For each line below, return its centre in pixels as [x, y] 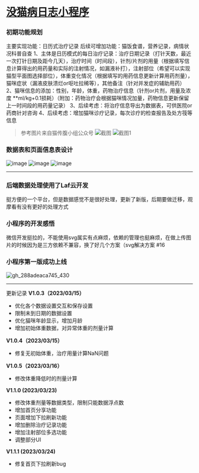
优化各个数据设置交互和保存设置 [54, 306]
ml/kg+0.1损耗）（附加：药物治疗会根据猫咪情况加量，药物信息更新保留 [103, 98]
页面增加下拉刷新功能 [41, 417]
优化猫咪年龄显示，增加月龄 [49, 320]
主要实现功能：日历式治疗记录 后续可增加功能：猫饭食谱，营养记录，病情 [95, 46]
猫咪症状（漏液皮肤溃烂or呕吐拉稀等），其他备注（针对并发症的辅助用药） [96, 83]
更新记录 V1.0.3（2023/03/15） [45, 293]
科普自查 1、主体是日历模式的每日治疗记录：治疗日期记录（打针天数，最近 [101, 53]
